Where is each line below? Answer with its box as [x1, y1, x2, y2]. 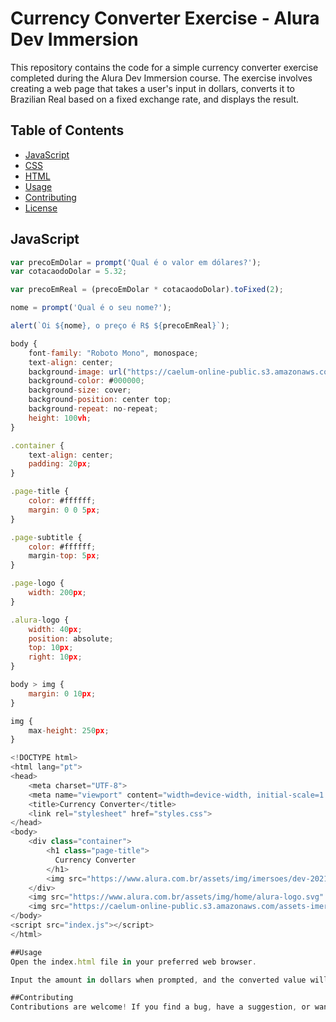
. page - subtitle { [10, 532, 83, 542]
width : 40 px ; [28, 624, 83, 634]
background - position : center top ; [28, 395, 172, 405]
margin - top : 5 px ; [28, 551, 101, 561]
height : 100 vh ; [28, 413, 92, 423]
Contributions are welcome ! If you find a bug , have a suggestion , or [10, 1002, 311, 1012]
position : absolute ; [28, 633, 114, 644]
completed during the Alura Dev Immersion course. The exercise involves [10, 72, 313, 84]
